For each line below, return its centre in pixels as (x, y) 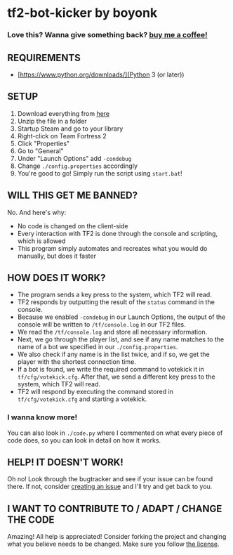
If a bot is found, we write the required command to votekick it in (111, 370)
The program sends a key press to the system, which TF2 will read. (114, 295)
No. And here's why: (37, 212)
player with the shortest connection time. (77, 362)
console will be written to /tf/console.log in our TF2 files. (101, 325)
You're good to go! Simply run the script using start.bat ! (100, 173)
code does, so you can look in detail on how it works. (84, 440)
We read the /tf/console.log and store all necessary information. (112, 332)
